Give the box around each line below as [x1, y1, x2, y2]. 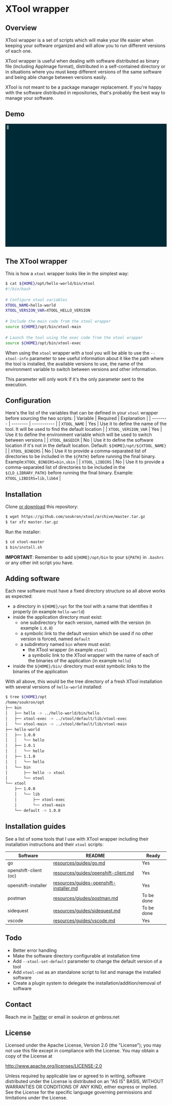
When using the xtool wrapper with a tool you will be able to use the [5, 349, 150, 356]
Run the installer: [5, 529, 41, 535]
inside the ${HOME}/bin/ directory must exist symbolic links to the [12, 663, 150, 669]
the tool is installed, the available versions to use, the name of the [5, 361, 143, 367]
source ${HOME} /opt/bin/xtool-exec [5, 340, 81, 346]
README [85, 852, 105, 859]
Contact [5, 1000, 32, 1009]
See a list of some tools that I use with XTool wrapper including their [5, 836, 149, 842]
